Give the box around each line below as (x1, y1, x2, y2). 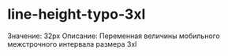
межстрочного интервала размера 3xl (7, 39, 137, 48)
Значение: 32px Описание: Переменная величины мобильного (7, 31, 220, 40)
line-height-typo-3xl (7, 5, 146, 23)
